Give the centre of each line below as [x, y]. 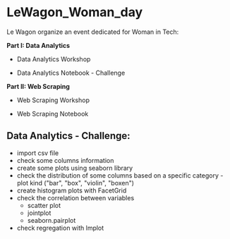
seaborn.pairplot [52, 220]
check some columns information [65, 160]
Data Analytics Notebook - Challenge [71, 73]
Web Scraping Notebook [53, 114]
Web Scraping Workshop [53, 100]
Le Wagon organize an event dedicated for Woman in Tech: [93, 32]
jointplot [39, 213]
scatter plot [44, 205]
